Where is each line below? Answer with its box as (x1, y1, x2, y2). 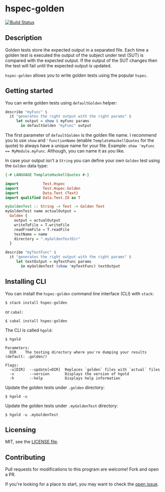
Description (5, 34, 42, 42)
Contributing (5, 453, 45, 461)
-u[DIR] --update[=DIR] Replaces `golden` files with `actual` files (9, 367, 161, 372)
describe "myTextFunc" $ (5, 250, 56, 255)
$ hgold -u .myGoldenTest (5, 412, 58, 417)
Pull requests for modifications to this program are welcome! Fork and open (5, 466, 159, 472)
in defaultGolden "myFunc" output (20, 123, 92, 128)
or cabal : (5, 309, 23, 315)
